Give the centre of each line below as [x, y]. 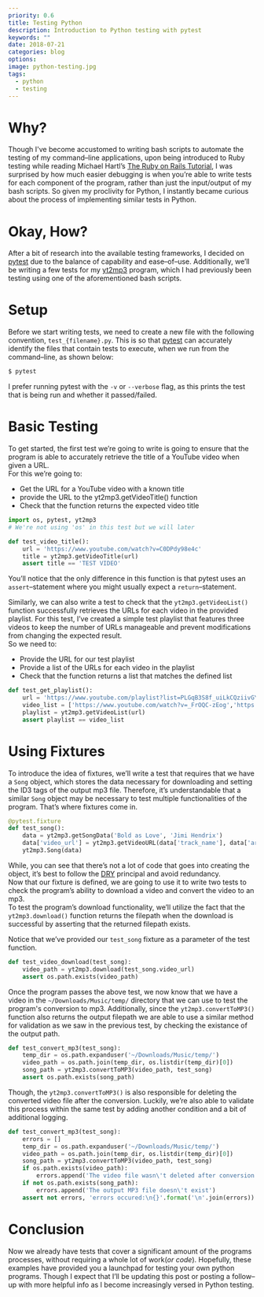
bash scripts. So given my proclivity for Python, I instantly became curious [128, 191]
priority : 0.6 [31, 15]
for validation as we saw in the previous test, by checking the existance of [128, 1025]
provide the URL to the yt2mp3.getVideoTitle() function [108, 497]
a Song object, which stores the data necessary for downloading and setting [130, 781]
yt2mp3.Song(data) [52, 850]
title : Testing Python [45, 23]
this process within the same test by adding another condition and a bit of [127, 1109]
